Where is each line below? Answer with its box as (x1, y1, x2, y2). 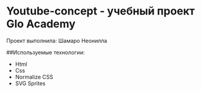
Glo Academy (6, 17, 76, 31)
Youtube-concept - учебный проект (6, 4, 196, 18)
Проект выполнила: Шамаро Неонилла (6, 37, 107, 44)
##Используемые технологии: (6, 48, 85, 56)
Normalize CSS (15, 73, 53, 80)
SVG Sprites (15, 80, 46, 87)
